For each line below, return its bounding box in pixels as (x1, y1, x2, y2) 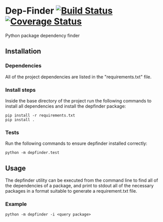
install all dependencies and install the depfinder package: (5, 103, 126, 109)
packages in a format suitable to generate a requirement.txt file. (5, 188, 137, 194)
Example (5, 200, 27, 207)
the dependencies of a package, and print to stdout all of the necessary (5, 183, 154, 189)
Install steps (5, 86, 36, 93)
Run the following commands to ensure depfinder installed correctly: (5, 140, 147, 146)
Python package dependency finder (5, 32, 80, 38)
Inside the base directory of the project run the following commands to (5, 97, 152, 103)
